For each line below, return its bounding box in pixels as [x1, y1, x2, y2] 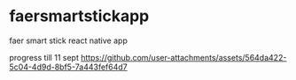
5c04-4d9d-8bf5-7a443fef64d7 [9, 62, 128, 72]
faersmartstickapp [9, 6, 150, 26]
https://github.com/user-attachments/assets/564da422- [81, 52, 287, 62]
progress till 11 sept [9, 52, 80, 62]
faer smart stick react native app [9, 35, 129, 46]
